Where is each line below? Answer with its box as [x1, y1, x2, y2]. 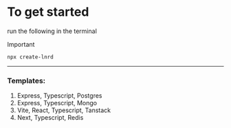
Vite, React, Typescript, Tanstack [16, 106, 111, 114]
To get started [7, 4, 89, 20]
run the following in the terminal [7, 27, 98, 35]
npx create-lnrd [7, 53, 54, 61]
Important [7, 40, 35, 48]
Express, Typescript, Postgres [16, 92, 102, 100]
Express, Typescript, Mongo [16, 99, 98, 107]
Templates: [7, 76, 46, 85]
